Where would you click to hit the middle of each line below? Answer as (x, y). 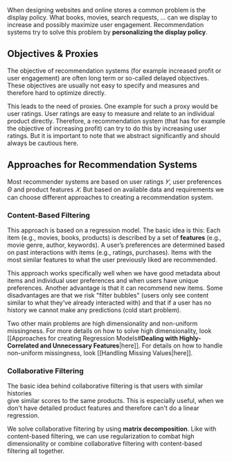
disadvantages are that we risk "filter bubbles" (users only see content (108, 295)
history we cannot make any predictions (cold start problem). (94, 310)
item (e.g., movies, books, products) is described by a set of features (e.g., (114, 237)
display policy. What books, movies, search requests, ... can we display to (112, 17)
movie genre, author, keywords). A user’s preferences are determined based (116, 245)
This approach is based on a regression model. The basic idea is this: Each (114, 230)
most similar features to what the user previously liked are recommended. (112, 259)
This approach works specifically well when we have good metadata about (114, 273)
